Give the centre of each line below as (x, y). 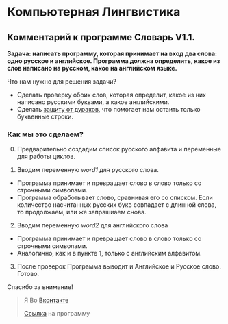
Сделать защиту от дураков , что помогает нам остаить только (109, 109)
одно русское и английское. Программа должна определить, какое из (114, 61)
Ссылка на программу (57, 314)
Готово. (28, 274)
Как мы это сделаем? (45, 134)
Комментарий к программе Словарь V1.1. (101, 37)
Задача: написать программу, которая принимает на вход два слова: (112, 53)
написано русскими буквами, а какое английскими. (93, 102)
